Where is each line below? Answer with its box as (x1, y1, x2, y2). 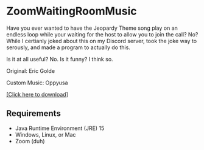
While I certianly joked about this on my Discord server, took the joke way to (6, 37, 197, 44)
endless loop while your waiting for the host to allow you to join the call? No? (6, 30, 199, 38)
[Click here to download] (6, 90, 68, 98)
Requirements (6, 108, 61, 119)
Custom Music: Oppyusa (6, 79, 68, 86)
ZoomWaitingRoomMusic (6, 4, 137, 18)
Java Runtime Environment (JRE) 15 (15, 124, 105, 132)
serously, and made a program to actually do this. (6, 44, 131, 51)
